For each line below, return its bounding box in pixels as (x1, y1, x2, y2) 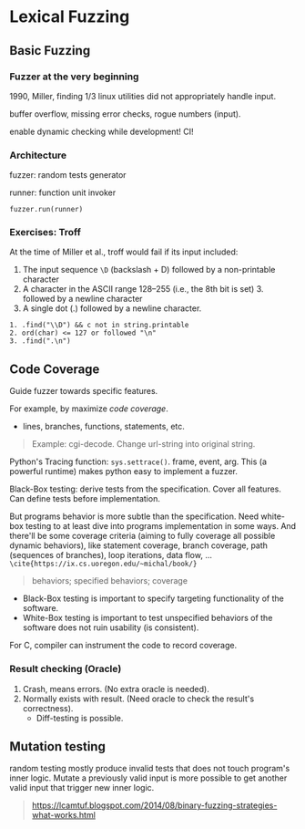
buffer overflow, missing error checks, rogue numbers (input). (9, 108, 241, 119)
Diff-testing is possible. (36, 712, 124, 723)
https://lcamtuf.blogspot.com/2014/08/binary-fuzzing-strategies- (31, 800, 278, 811)
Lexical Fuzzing (9, 6, 130, 27)
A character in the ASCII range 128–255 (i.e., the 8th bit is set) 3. (22, 284, 264, 295)
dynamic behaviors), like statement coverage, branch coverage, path (9, 540, 269, 551)
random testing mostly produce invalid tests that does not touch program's (9, 763, 290, 774)
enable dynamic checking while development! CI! (9, 126, 194, 137)
